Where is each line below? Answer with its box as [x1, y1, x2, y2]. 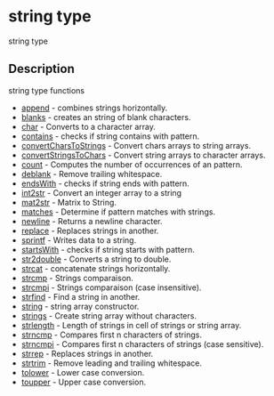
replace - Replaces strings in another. [20, 225, 159, 236]
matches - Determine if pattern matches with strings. [20, 206, 215, 217]
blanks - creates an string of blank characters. [20, 111, 191, 122]
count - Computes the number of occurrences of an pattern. [20, 158, 243, 170]
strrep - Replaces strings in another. [20, 348, 154, 359]
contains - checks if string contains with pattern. [20, 131, 200, 141]
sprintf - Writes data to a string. [20, 234, 137, 246]
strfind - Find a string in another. [20, 291, 141, 302]
